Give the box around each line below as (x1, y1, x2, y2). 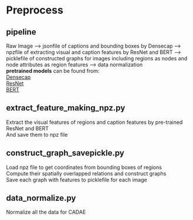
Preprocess (6, 4, 63, 17)
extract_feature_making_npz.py (6, 103, 126, 113)
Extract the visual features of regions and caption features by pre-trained (6, 119, 183, 126)
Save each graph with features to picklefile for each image (6, 176, 148, 183)
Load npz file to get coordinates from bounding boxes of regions (6, 164, 162, 171)
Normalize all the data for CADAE (6, 209, 86, 216)
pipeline (6, 27, 36, 37)
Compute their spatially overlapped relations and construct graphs (6, 170, 167, 177)
